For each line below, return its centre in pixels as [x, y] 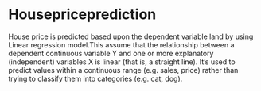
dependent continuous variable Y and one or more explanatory [111, 53]
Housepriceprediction [82, 15]
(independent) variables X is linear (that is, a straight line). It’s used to [122, 62]
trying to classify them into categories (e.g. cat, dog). [95, 78]
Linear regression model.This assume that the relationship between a [121, 44]
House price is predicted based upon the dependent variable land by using [131, 36]
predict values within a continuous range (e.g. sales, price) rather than [123, 70]
